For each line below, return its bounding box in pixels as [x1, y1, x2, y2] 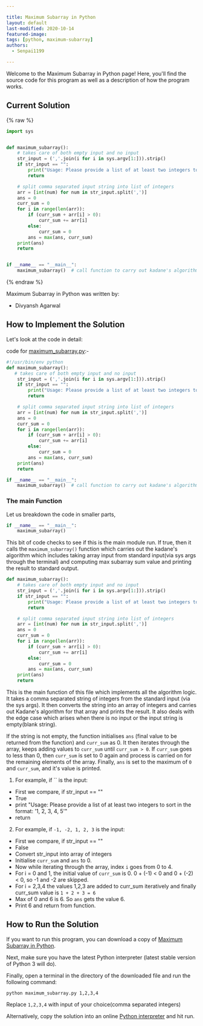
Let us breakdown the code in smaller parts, [6, 511, 116, 518]
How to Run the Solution [6, 919, 99, 930]
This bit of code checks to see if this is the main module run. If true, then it [6, 539, 192, 546]
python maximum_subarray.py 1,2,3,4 [6, 990, 98, 996]
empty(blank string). [6, 721, 57, 728]
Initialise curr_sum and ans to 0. [14, 857, 92, 864]
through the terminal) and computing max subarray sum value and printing [6, 558, 192, 566]
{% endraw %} [6, 278, 43, 286]
